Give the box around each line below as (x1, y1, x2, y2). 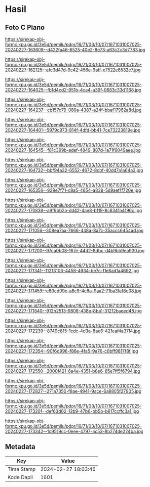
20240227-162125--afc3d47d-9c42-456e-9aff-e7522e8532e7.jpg (5, 67, 141, 73)
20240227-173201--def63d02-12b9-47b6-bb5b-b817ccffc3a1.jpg (5, 408, 139, 414)
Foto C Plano (5, 23, 45, 32)
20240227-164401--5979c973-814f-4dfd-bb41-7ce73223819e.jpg (5, 127, 141, 133)
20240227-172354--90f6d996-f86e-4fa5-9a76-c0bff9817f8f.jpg (5, 348, 138, 354)
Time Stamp (7, 466, 36, 473)
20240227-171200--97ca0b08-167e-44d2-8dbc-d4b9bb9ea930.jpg (5, 248, 145, 253)
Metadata (5, 443, 36, 451)
